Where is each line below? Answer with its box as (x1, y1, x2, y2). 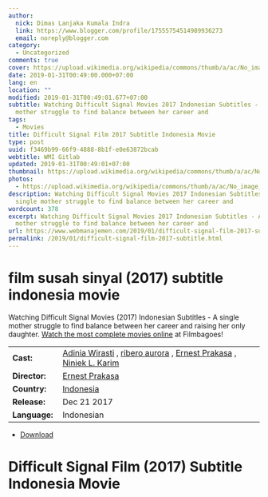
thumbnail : (8, 168, 45, 176)
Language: (12, 409, 53, 420)
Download (19, 429, 54, 439)
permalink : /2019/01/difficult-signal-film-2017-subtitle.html (8, 235, 223, 243)
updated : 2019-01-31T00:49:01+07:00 (8, 161, 130, 169)
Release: (12, 396, 45, 408)
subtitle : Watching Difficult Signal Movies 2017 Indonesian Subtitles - (8, 101, 259, 109)
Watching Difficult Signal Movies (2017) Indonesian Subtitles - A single (8, 312, 239, 322)
